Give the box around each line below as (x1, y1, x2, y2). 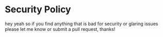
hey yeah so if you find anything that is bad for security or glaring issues (5, 21, 158, 27)
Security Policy (5, 4, 71, 15)
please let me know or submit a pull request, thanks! (5, 26, 116, 32)
